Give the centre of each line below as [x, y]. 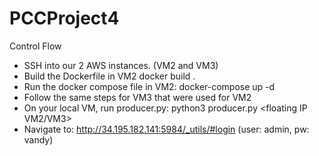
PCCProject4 [64, 18]
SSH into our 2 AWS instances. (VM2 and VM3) [121, 65]
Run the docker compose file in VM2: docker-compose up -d [149, 86]
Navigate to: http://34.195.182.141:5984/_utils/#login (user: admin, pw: [166, 129]
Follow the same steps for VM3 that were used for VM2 [137, 97]
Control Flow [35, 46]
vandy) [38, 139]
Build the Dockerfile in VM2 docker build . [109, 76]
